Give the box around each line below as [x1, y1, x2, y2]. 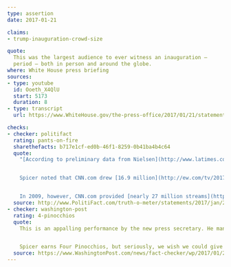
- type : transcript [7, 105, 63, 112]
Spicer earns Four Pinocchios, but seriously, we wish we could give [19, 244, 223, 250]
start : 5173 [13, 92, 48, 100]
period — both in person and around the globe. [13, 61, 153, 67]
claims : [7, 29, 30, 36]
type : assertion [7, 10, 54, 17]
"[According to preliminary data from [19, 156, 131, 163]
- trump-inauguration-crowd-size [7, 35, 103, 42]
